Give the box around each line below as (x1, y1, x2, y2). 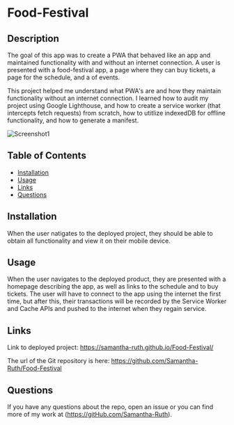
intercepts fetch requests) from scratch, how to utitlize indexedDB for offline (7, 109, 226, 117)
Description (7, 33, 59, 45)
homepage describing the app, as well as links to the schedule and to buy (7, 282, 219, 291)
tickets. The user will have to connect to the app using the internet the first (7, 290, 221, 298)
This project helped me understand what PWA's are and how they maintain (7, 87, 221, 95)
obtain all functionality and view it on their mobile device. (7, 236, 171, 245)
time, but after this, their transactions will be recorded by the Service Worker (7, 297, 227, 305)
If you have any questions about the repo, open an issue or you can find (7, 403, 214, 411)
